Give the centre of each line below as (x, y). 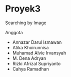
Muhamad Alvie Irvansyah (39, 53)
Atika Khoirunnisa (30, 47)
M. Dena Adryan (29, 58)
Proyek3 (23, 9)
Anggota (14, 32)
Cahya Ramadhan (30, 69)
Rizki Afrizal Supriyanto (36, 63)
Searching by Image (26, 23)
